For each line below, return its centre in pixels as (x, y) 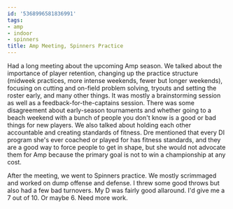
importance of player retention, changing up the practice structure (103, 73)
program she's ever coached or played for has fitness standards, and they (114, 140)
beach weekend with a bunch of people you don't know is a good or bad (112, 118)
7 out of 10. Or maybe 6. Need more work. (68, 198)
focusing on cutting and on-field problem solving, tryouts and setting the (112, 88)
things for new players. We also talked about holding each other (99, 125)
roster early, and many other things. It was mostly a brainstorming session (114, 95)
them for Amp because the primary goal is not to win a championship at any (116, 155)
